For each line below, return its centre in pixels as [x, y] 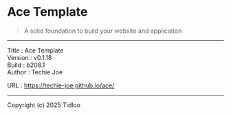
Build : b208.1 [26, 65]
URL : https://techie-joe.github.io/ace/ [61, 85]
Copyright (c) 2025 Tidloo [44, 105]
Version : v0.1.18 [30, 57]
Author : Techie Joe [35, 72]
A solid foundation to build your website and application [103, 31]
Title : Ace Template [35, 50]
